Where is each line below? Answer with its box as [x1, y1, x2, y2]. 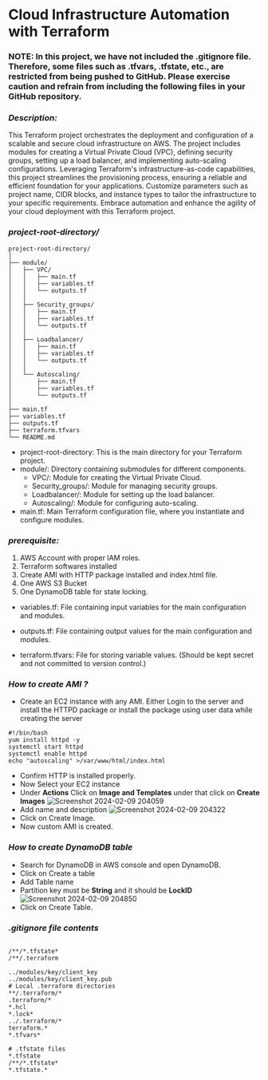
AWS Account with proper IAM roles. [19, 553, 141, 562]
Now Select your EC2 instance [19, 779, 120, 789]
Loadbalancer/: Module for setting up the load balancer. [31, 489, 215, 499]
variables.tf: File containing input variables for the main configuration [19, 602, 246, 612]
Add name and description [19, 805, 108, 814]
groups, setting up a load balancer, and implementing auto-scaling [8, 156, 227, 165]
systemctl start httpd [8, 743, 84, 751]
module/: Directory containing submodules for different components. [19, 464, 246, 474]
